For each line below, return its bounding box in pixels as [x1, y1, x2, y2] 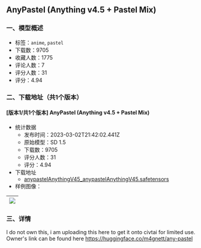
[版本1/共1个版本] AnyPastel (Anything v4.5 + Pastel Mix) [6, 109, 150, 116]
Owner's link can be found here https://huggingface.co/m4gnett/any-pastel [6, 235, 193, 243]
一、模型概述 [6, 24, 44, 33]
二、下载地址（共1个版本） [6, 93, 83, 101]
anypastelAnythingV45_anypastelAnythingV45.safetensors [23, 175, 169, 182]
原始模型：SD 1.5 [23, 138, 66, 146]
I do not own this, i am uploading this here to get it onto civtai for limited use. [6, 229, 196, 236]
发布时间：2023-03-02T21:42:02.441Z [23, 131, 120, 138]
